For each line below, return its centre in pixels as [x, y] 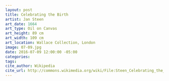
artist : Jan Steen [24, 19]
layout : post [19, 10]
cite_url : [16, 71]
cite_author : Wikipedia [30, 66]
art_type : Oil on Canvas [31, 29]
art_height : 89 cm [24, 33]
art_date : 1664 [21, 24]
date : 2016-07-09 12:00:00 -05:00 [41, 52]
